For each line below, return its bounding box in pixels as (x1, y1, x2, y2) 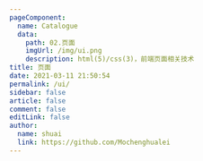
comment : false (9, 105, 66, 114)
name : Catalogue (17, 21, 78, 30)
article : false (9, 96, 66, 106)
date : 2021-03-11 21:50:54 (9, 72, 110, 80)
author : (9, 122, 39, 131)
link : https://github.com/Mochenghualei (17, 138, 171, 147)
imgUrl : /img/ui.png (25, 47, 102, 55)
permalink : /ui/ (9, 80, 70, 89)
